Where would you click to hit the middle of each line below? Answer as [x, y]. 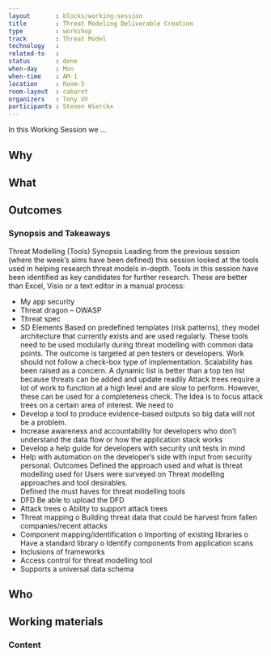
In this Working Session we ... [57, 130]
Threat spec [40, 318]
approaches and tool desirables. [74, 482]
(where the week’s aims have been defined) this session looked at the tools [133, 260]
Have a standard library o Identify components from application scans [136, 543]
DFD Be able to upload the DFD [72, 499]
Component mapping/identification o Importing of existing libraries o [134, 534]
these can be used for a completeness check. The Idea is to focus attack [142, 396]
